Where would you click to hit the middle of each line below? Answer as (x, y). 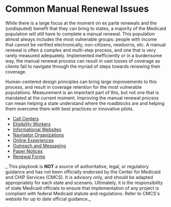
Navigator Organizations (38, 135)
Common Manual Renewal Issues (77, 9)
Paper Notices (28, 151)
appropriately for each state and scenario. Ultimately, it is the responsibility (84, 183)
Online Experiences (33, 140)
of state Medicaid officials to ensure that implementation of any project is (82, 188)
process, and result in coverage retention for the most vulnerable (74, 87)
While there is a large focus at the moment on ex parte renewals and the (81, 23)
